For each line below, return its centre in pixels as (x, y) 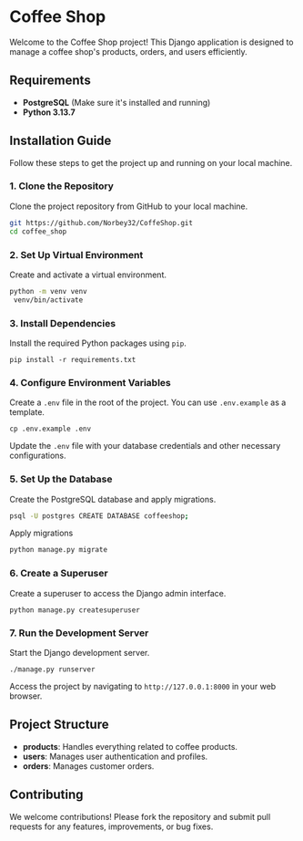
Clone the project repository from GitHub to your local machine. (129, 206)
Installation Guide (61, 141)
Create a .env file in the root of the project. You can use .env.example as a (148, 402)
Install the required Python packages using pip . (98, 343)
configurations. (38, 456)
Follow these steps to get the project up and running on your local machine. (151, 162)
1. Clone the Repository (61, 186)
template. (27, 412)
